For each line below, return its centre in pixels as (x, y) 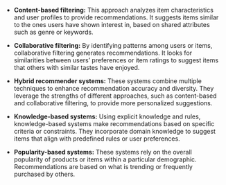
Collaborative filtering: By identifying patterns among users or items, (113, 45)
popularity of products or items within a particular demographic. (105, 159)
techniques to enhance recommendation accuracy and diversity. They (114, 88)
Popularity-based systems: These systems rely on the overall (103, 152)
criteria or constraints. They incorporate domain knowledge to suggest (115, 131)
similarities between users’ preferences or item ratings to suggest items (116, 60)
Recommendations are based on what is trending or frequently (103, 167)
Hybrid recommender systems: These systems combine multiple (108, 81)
